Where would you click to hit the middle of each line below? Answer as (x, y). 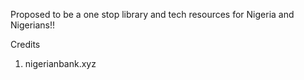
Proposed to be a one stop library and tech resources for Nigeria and (152, 14)
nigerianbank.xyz (60, 63)
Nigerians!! (33, 25)
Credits (25, 44)
